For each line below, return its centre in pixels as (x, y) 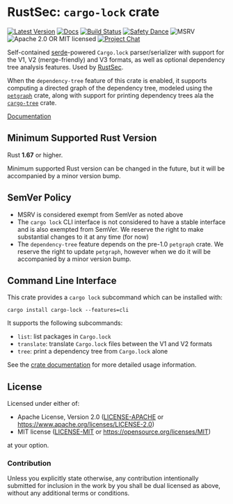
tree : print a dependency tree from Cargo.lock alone (93, 352)
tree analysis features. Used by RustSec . (65, 67)
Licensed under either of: (43, 404)
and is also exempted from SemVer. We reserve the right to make (110, 229)
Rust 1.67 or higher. (35, 155)
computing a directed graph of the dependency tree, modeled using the (110, 88)
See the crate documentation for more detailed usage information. (102, 365)
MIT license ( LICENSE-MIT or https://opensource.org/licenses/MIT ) (114, 432)
